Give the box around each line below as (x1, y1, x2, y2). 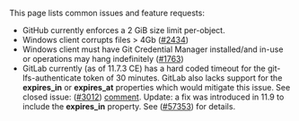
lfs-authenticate (22, 73, 82, 83)
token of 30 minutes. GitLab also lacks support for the (83, 73, 283, 83)
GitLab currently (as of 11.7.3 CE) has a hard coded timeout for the (22, 63, 267, 73)
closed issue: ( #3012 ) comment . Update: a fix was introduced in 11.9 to (22, 91, 285, 102)
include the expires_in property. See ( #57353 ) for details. (22, 101, 236, 111)
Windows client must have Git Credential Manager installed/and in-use (22, 44, 284, 55)
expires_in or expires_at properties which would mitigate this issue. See (22, 82, 291, 92)
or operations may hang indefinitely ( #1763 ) (22, 54, 184, 64)
